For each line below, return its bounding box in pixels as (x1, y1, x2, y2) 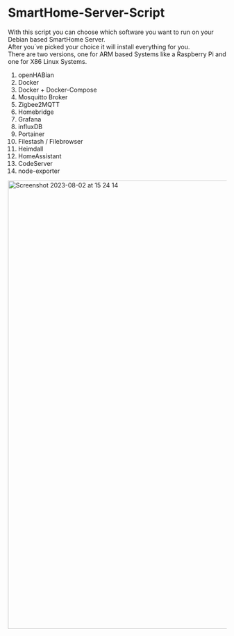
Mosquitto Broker (17, 92, 68, 101)
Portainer (17, 130, 45, 138)
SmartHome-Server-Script (8, 5, 165, 21)
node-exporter (17, 167, 60, 175)
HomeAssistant (17, 151, 62, 160)
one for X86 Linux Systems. (8, 57, 87, 65)
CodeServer (17, 159, 53, 167)
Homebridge (17, 108, 54, 116)
